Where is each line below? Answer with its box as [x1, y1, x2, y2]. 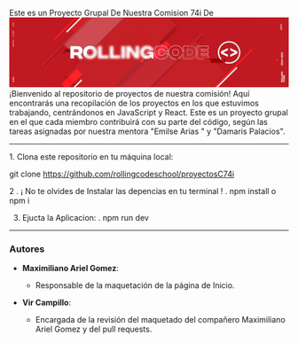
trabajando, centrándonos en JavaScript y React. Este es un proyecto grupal [9, 107, 288, 118]
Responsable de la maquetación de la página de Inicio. [35, 280, 235, 291]
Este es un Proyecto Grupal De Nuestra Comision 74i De [9, 8, 215, 18]
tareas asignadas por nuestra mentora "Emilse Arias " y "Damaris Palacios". [9, 126, 286, 136]
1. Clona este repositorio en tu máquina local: [9, 152, 174, 162]
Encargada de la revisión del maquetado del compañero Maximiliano [35, 315, 286, 325]
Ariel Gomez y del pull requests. [35, 324, 153, 335]
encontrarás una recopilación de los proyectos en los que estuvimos [9, 97, 260, 108]
